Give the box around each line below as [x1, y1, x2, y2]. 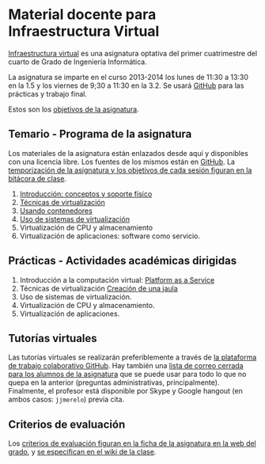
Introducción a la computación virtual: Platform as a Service [19, 275, 215, 284]
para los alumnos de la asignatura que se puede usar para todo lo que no [8, 370, 247, 379]
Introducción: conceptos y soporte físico [19, 188, 153, 199]
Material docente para [8, 6, 157, 24]
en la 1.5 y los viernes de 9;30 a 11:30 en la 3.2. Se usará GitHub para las [8, 81, 244, 90]
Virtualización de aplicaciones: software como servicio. [19, 231, 200, 241]
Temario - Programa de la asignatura [8, 127, 192, 141]
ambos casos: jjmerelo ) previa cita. [8, 394, 125, 405]
